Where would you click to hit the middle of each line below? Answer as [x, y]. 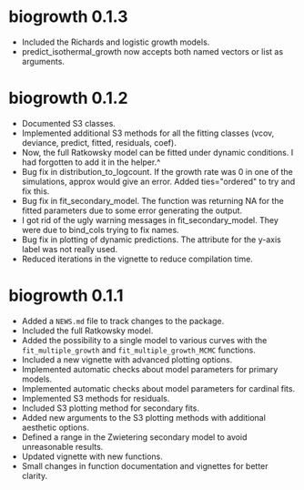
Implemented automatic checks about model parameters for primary [150, 369]
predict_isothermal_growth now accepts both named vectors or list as [152, 51]
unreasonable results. [62, 446]
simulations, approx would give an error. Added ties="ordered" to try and [158, 181]
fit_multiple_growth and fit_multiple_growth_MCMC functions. [138, 350]
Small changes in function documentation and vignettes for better [145, 465]
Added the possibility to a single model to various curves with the [144, 340]
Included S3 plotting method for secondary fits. [110, 408]
